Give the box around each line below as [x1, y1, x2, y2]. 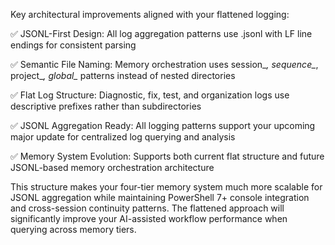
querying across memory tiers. [10, 224, 137, 235]
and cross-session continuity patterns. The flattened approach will [10, 202, 285, 214]
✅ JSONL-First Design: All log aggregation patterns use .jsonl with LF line [10, 28, 313, 39]
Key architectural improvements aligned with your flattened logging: [10, 9, 290, 20]
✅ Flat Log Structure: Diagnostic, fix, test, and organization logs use [10, 89, 290, 101]
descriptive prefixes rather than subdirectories [10, 100, 202, 112]
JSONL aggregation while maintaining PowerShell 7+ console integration [10, 192, 310, 203]
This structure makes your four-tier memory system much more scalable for [10, 181, 323, 193]
